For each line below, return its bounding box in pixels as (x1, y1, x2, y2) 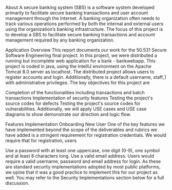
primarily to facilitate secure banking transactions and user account (5, 10, 148, 16)
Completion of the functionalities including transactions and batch (5, 90, 145, 95)
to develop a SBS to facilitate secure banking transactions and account (5, 32, 155, 37)
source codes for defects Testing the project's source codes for (5, 100, 141, 107)
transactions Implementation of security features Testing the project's (5, 95, 153, 101)
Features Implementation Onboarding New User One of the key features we (5, 121, 165, 127)
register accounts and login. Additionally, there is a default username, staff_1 (5, 74, 166, 80)
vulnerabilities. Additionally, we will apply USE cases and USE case (5, 106, 147, 112)
